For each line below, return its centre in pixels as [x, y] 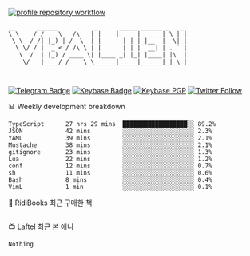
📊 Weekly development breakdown [67, 106]
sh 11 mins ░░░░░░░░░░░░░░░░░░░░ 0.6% [111, 173]
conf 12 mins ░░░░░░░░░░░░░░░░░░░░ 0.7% [111, 166]
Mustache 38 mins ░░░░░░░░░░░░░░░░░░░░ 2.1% [111, 145]
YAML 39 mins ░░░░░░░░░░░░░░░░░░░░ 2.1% [111, 138]
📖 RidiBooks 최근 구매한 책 [50, 203]
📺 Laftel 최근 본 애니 [41, 226]
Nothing [21, 244]
